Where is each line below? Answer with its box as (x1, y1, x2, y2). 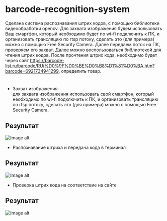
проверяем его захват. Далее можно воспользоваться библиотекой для (5, 47, 161, 53)
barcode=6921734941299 (5, 68, 59, 74)
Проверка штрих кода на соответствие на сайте (12, 182, 117, 188)
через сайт (5, 57, 29, 63)
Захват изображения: (12, 86, 59, 92)
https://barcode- (30, 57, 64, 63)
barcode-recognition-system (5, 4, 130, 15)
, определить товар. (58, 68, 102, 74)
